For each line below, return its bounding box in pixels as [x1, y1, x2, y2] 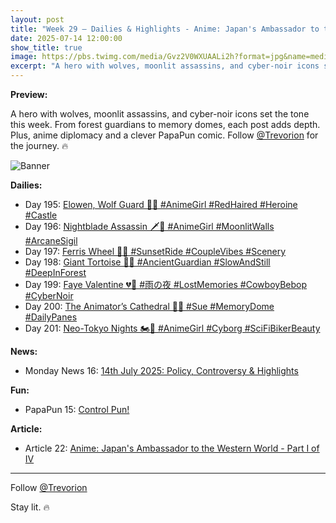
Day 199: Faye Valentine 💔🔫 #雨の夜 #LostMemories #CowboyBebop [24, 279, 308, 290]
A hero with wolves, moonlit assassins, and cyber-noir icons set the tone [10, 108, 310, 120]
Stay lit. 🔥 [10, 501, 50, 513]
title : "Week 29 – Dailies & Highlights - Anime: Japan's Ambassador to [10, 24, 320, 34]
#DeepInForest [24, 267, 87, 278]
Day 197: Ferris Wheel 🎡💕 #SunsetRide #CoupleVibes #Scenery [24, 246, 287, 257]
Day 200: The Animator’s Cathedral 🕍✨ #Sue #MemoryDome [24, 301, 275, 312]
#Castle [24, 209, 58, 221]
